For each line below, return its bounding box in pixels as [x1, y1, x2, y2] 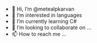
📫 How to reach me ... [11, 31, 66, 37]
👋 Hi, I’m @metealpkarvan [11, 6, 75, 12]
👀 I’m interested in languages [11, 12, 82, 19]
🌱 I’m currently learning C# [11, 18, 77, 24]
